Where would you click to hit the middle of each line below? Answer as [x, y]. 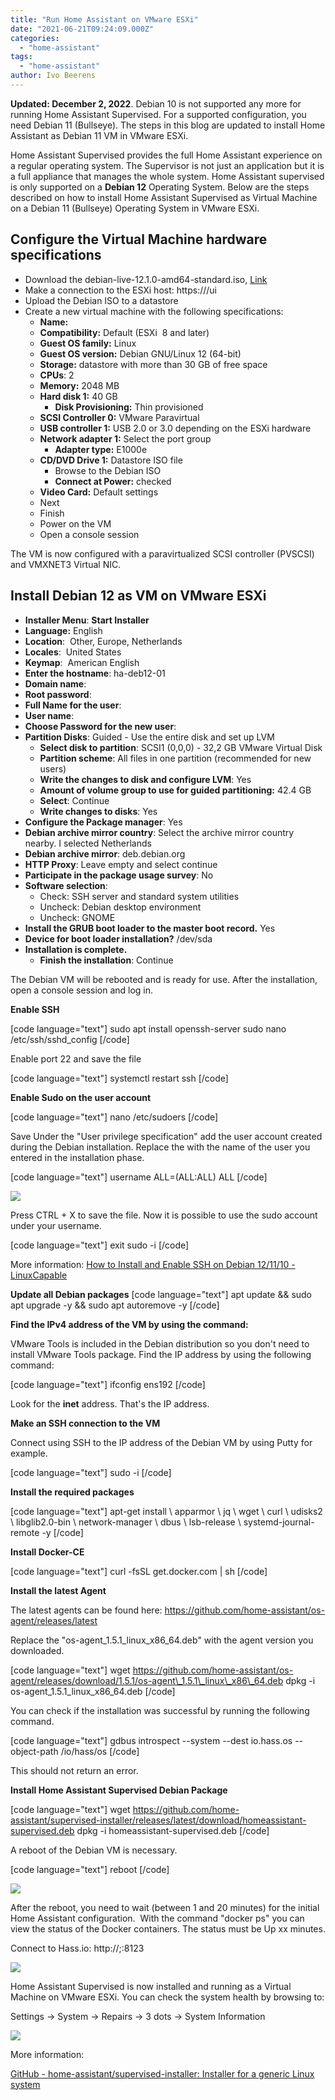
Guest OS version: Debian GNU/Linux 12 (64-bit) [140, 353]
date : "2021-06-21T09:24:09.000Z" [82, 29]
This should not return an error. [74, 1770]
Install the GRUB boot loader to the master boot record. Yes [150, 928]
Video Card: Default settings [99, 492]
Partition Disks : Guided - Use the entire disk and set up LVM [149, 737]
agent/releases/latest [54, 1620]
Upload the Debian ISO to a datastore [101, 300]
